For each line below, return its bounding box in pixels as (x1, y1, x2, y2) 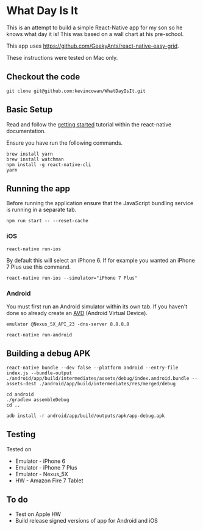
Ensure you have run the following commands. (6, 139, 123, 147)
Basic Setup (6, 104, 53, 115)
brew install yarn (6, 151, 53, 157)
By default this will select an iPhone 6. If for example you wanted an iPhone (6, 256, 195, 264)
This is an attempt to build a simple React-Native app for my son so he (6, 24, 183, 31)
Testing (6, 429, 36, 440)
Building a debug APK (6, 349, 91, 359)
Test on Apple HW (15, 510, 61, 518)
